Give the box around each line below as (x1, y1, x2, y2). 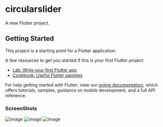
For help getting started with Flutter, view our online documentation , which (5, 82, 159, 88)
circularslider (5, 3, 62, 15)
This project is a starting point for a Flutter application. (5, 47, 117, 53)
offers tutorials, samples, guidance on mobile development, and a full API (5, 87, 156, 93)
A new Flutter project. (5, 20, 50, 26)
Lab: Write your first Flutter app (12, 67, 77, 73)
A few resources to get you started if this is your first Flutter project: (5, 57, 145, 63)
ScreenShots (5, 105, 37, 112)
